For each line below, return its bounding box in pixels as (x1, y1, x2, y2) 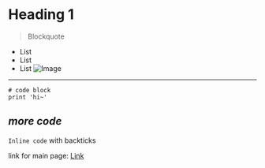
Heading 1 (8, 6, 75, 24)
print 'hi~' (8, 93, 47, 101)
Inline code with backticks (8, 136, 96, 145)
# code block (8, 86, 51, 94)
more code (8, 114, 62, 128)
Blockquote (27, 32, 65, 41)
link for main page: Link (8, 151, 84, 160)
